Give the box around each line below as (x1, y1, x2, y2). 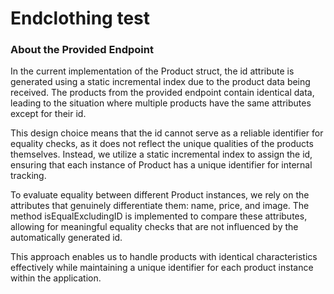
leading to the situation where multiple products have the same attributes (10, 97, 312, 109)
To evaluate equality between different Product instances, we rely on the (10, 189, 310, 201)
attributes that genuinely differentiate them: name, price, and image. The (10, 200, 310, 212)
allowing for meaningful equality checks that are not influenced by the (10, 221, 299, 233)
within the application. (10, 272, 102, 284)
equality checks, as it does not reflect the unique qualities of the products (10, 138, 314, 150)
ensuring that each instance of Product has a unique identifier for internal (10, 159, 313, 171)
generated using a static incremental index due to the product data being (10, 76, 311, 88)
